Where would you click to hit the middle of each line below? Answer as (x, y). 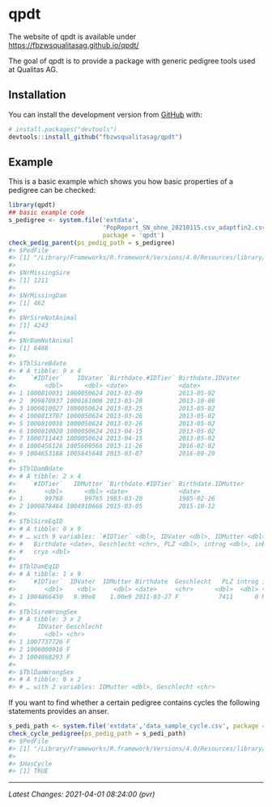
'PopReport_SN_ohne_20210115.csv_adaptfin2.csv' (186, 228)
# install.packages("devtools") (63, 129)
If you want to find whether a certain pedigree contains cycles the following (134, 702)
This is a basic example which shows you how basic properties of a (121, 181)
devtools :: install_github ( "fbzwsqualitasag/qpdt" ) (96, 137)
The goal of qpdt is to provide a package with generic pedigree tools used (132, 61)
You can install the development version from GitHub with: (105, 114)
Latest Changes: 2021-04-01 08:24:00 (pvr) (82, 794)
